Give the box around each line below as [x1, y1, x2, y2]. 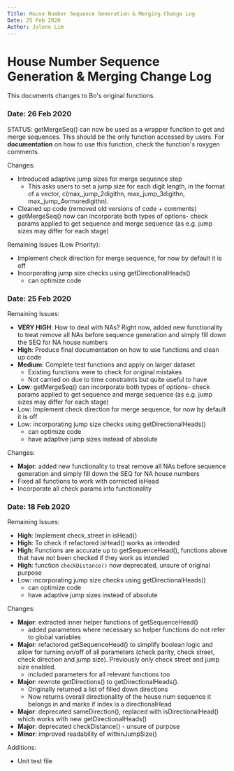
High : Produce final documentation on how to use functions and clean [17, 345, 220, 354]
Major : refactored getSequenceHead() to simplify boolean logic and [17, 641, 213, 649]
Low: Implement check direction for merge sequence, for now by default [17, 404, 226, 414]
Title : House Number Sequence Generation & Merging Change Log [7, 10, 196, 18]
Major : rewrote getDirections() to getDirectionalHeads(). [17, 678, 180, 686]
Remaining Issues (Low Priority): [7, 240, 101, 249]
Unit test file [17, 757, 53, 765]
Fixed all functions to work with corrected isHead [17, 477, 159, 485]
